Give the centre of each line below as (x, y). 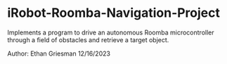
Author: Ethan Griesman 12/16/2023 (59, 53)
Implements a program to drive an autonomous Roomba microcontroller (111, 32)
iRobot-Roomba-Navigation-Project (113, 13)
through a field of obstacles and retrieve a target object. (88, 39)
